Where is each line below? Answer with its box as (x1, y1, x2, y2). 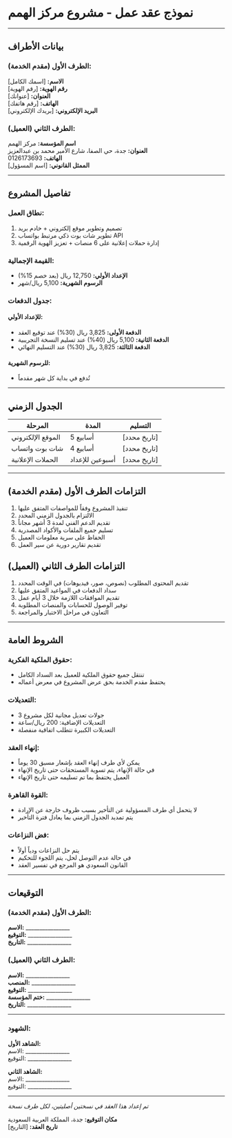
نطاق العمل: (8, 208, 45, 218)
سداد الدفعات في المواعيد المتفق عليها (17, 586, 116, 594)
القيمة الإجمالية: (8, 256, 54, 265)
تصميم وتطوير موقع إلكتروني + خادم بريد (17, 224, 123, 232)
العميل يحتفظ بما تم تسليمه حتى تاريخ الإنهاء (17, 773, 130, 781)
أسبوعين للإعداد (70, 455, 116, 464)
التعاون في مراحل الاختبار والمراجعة (17, 608, 109, 616)
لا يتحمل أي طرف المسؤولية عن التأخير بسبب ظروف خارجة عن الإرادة (17, 806, 198, 814)
